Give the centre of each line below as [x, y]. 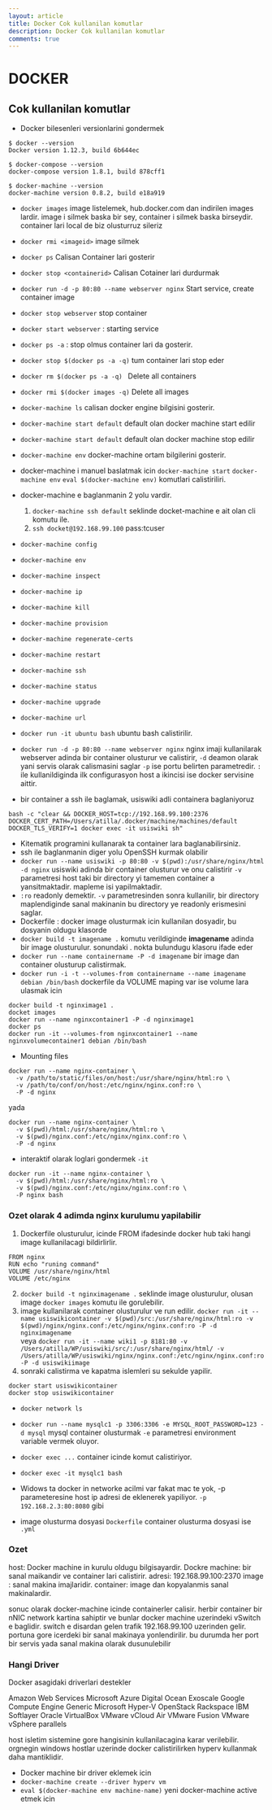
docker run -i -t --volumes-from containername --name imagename [133, 974]
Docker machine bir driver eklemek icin [86, 1773]
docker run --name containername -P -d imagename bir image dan [130, 956]
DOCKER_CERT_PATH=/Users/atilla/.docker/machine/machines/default [123, 822]
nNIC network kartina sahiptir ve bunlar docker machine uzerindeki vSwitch [135, 1617]
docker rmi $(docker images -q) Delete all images [104, 392]
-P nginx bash [39, 1196]
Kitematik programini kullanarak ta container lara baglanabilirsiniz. [130, 844]
